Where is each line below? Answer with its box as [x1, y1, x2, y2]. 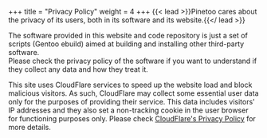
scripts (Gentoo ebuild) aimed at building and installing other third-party [8, 39, 245, 49]
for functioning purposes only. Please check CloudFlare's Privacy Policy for [8, 114, 257, 123]
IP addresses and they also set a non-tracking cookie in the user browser [8, 105, 249, 115]
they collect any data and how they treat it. [8, 65, 149, 74]
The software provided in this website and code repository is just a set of [8, 31, 249, 40]
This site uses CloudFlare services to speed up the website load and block [8, 80, 253, 89]
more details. [8, 123, 52, 132]
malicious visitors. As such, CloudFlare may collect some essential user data [8, 89, 259, 98]
